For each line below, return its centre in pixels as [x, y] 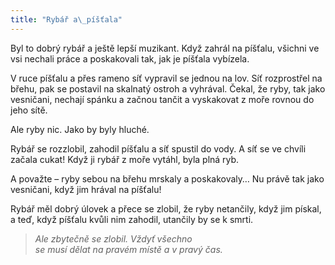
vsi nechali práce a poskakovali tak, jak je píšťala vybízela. [130, 58]
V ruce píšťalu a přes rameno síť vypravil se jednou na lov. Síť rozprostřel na [166, 78]
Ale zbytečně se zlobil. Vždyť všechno [113, 238]
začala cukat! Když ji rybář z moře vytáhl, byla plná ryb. [125, 159]
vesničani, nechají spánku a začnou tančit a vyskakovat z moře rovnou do [162, 99]
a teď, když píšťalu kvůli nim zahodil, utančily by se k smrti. [132, 219]
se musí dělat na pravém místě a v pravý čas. [128, 249]
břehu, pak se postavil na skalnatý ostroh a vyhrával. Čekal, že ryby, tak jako [168, 88]
